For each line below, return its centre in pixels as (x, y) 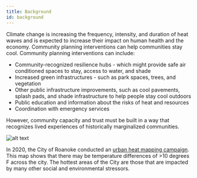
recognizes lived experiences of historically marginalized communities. (93, 126)
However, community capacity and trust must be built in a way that (88, 120)
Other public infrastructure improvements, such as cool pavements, (97, 90)
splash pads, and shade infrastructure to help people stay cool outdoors (103, 96)
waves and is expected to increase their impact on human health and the (95, 40)
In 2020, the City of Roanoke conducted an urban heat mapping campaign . (98, 150)
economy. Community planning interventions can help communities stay (94, 47)
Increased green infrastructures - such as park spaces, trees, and (95, 77)
